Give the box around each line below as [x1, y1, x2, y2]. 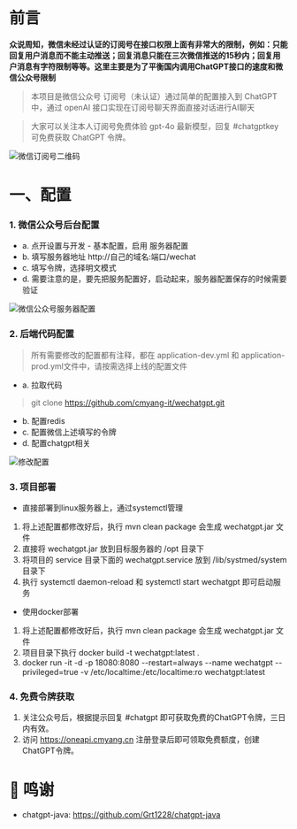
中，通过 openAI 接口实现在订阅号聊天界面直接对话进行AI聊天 [30, 102, 255, 112]
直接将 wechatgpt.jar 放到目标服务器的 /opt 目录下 [21, 543, 205, 554]
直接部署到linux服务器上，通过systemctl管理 [21, 503, 184, 513]
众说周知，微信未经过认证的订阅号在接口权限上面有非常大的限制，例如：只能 [9, 39, 288, 50]
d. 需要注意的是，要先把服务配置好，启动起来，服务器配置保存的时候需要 [21, 273, 287, 284]
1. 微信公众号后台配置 [9, 219, 100, 231]
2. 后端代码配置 [9, 328, 75, 341]
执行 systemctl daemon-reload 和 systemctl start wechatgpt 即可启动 [21, 577, 274, 587]
